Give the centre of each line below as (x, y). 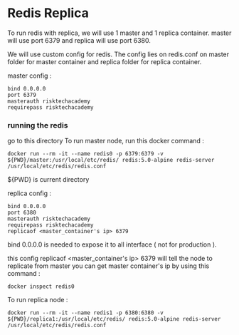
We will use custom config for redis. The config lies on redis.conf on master (118, 54)
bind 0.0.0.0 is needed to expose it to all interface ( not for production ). (112, 244)
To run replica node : (38, 300)
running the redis (38, 125)
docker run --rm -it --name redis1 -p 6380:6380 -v (85, 313)
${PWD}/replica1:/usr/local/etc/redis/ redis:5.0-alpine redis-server (114, 319)
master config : (30, 76)
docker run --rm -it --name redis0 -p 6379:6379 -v (85, 154)
